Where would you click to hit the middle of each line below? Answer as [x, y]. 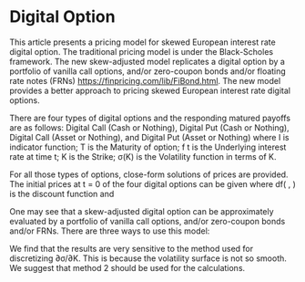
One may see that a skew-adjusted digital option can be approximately [142, 211]
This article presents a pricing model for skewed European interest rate [142, 42]
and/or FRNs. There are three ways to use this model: [110, 231]
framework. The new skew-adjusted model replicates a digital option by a [147, 61]
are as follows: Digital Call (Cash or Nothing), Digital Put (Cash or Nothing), [149, 127]
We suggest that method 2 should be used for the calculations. [127, 267]
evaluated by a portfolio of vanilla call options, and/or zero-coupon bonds [147, 221]
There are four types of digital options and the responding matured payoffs [150, 118]
